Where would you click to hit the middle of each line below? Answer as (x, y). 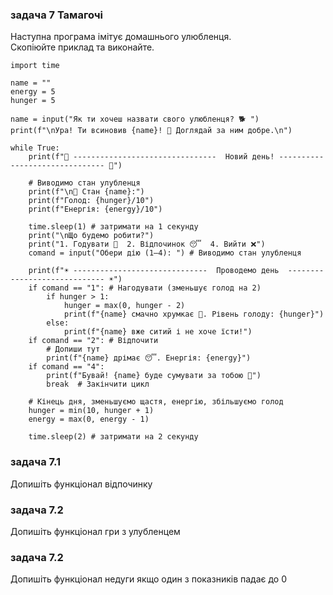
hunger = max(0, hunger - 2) (124, 306)
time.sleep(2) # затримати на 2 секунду (113, 437)
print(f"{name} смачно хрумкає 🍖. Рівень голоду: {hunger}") (194, 314)
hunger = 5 (33, 101)
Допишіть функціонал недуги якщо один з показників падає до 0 (148, 579)
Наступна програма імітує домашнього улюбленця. (121, 37)
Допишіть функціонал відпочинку (81, 484)
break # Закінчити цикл (98, 384)
